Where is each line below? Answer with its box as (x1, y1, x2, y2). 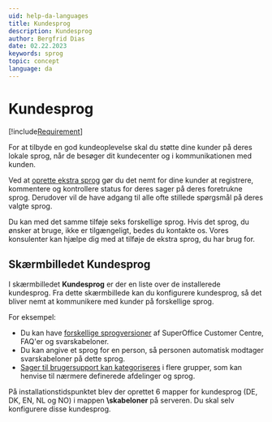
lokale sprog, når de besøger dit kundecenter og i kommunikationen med (8, 151, 252, 161)
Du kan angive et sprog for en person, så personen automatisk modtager (19, 345, 264, 355)
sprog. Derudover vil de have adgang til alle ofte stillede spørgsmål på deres (8, 192, 264, 202)
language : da (8, 65, 53, 73)
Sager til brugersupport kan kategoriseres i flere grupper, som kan (19, 362, 242, 372)
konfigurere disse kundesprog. (8, 403, 111, 414)
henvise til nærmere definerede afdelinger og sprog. (19, 371, 196, 381)
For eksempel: (8, 312, 57, 321)
